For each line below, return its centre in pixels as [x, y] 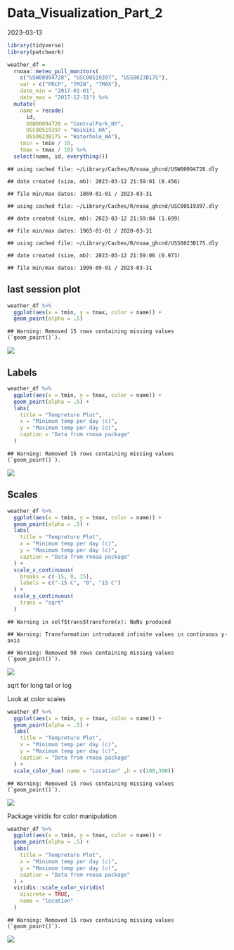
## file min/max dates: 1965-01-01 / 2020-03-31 [80, 230]
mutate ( [25, 104]
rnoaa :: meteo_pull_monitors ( [56, 71]
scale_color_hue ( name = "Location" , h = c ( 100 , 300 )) [94, 771]
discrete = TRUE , [45, 894]
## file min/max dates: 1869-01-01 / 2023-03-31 [80, 194]
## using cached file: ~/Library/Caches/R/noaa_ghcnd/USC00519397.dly [113, 206]
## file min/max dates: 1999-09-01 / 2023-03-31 [80, 268]
